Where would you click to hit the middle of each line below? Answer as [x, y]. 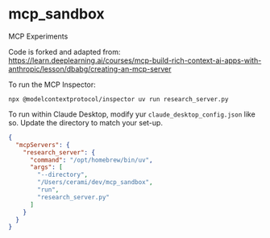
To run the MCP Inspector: [52, 84]
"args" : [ [46, 167]
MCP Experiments [38, 36]
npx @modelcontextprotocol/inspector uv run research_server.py [118, 99]
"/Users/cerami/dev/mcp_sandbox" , [95, 183]
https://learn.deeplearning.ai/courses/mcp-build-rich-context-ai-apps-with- [135, 60]
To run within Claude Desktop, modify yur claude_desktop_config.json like [132, 114]
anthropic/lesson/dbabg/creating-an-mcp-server [90, 68]
